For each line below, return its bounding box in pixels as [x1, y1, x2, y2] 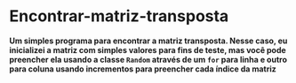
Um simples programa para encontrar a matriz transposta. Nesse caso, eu [9, 35, 288, 46]
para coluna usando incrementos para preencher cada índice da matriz [9, 64, 277, 74]
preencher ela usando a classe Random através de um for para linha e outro [9, 54, 287, 64]
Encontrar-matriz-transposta [9, 6, 229, 26]
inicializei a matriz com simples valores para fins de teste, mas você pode [9, 44, 286, 55]
